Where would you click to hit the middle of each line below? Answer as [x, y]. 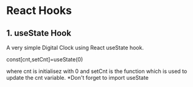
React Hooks [39, 11]
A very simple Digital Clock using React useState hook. [75, 47]
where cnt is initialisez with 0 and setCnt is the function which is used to [97, 71]
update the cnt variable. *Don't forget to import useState [78, 78]
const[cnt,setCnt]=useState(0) [45, 59]
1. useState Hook [39, 33]
